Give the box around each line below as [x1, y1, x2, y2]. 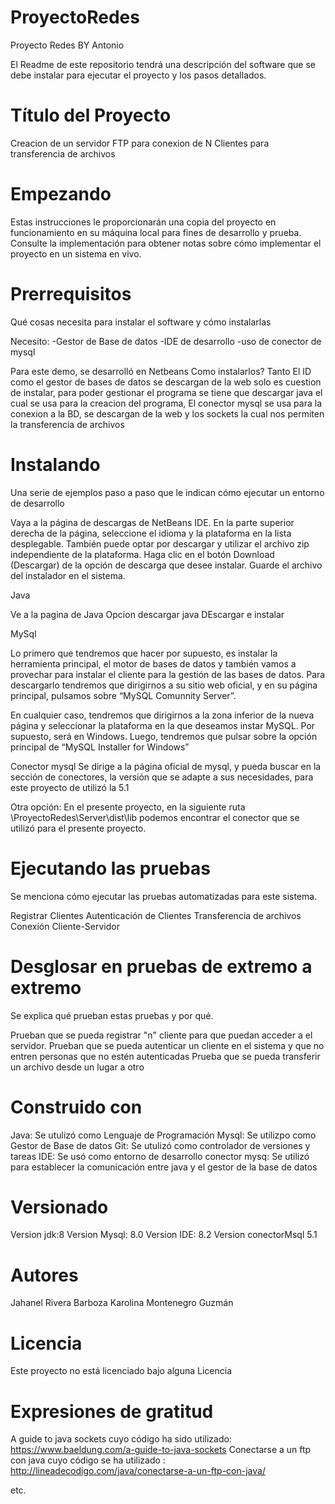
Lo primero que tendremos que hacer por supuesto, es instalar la [10, 647, 278, 659]
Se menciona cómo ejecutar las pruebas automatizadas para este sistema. [10, 890, 318, 902]
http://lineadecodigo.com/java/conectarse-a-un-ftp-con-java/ [10, 1465, 266, 1477]
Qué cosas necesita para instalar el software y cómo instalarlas [10, 316, 272, 328]
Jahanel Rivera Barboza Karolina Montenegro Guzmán [10, 1297, 234, 1309]
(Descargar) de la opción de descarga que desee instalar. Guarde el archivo [10, 559, 323, 571]
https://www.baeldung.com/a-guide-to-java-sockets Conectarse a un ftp [10, 1444, 312, 1456]
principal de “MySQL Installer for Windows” [10, 741, 190, 753]
